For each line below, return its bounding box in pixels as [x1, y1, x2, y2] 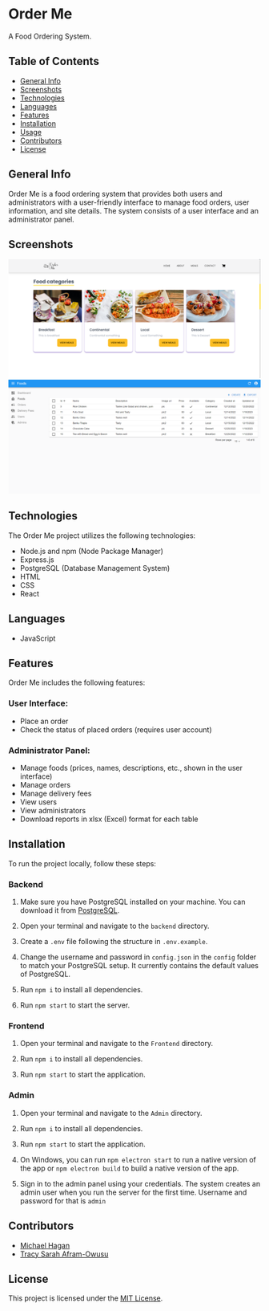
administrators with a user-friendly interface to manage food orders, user [8, 197, 250, 207]
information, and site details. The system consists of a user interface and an [8, 206, 259, 215]
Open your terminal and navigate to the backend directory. [19, 921, 210, 931]
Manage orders [19, 780, 70, 790]
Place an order [19, 716, 69, 726]
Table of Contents [8, 55, 100, 68]
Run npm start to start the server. [19, 1000, 130, 1010]
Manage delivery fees [19, 788, 92, 799]
